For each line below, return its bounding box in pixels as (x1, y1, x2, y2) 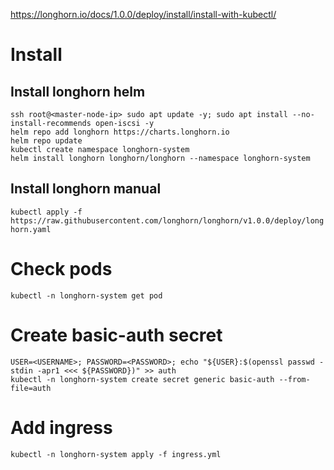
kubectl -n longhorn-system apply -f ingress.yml (10, 449, 222, 459)
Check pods (10, 258, 113, 280)
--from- (278, 374, 311, 384)
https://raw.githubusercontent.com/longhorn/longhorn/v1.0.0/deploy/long (10, 215, 325, 226)
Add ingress (10, 416, 113, 439)
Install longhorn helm (10, 83, 146, 100)
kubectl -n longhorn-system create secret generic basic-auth (10, 374, 275, 384)
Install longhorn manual (10, 180, 162, 198)
